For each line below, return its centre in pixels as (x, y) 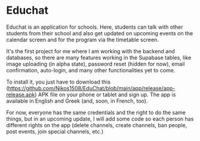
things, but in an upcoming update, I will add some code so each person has (100, 119)
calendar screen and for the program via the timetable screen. (83, 39)
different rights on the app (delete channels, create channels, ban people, (97, 125)
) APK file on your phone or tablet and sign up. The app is (105, 94)
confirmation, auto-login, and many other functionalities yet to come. (91, 70)
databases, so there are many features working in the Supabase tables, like (99, 57)
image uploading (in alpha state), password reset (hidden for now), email (96, 64)
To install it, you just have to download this (59, 82)
